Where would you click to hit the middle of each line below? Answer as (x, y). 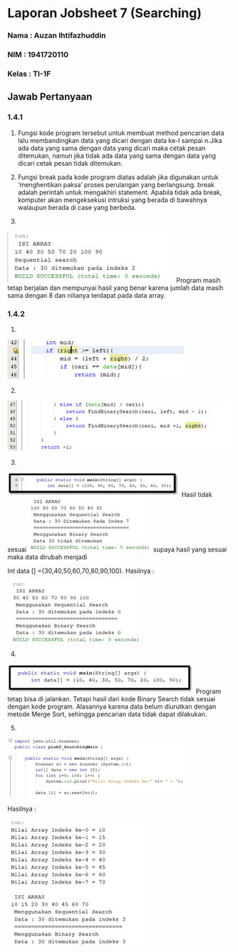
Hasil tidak (197, 494)
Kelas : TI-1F (29, 74)
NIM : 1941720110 (38, 55)
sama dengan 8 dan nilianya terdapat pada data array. (87, 295)
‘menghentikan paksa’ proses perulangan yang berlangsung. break (116, 184)
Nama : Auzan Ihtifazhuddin (57, 36)
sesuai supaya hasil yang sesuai (117, 549)
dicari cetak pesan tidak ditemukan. (70, 163)
